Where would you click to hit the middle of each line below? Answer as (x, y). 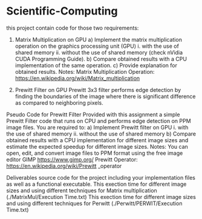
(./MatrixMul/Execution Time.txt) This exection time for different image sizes (101, 197)
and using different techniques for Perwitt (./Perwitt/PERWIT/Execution (94, 203)
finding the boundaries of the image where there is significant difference (105, 96)
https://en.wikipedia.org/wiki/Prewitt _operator (64, 166)
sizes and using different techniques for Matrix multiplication (82, 190)
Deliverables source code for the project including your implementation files (101, 177)
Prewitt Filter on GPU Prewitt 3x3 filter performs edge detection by (98, 90)
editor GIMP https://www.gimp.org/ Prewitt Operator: (72, 159)
